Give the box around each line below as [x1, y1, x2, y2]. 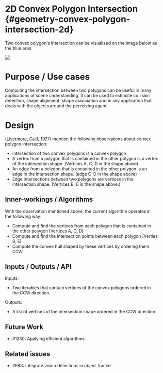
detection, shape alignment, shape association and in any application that [5, 97, 152, 103]
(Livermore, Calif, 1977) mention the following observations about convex [5, 136, 151, 142]
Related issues [5, 350, 50, 358]
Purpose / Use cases [5, 71, 90, 82]
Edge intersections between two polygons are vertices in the [12, 176, 134, 182]
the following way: [5, 213, 42, 219]
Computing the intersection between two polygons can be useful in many [5, 87, 152, 93]
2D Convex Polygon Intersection [5, 3, 138, 15]
